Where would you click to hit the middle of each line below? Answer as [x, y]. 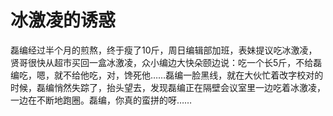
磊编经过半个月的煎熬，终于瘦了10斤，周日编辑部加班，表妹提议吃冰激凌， [164, 50]
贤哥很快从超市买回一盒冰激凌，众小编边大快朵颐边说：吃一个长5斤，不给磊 [166, 62]
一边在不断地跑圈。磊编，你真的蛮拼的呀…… [101, 100]
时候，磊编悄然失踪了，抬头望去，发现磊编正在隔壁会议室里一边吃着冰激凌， [168, 87]
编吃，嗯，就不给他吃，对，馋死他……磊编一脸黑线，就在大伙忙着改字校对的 [167, 75]
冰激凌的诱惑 [63, 20]
